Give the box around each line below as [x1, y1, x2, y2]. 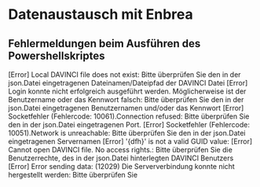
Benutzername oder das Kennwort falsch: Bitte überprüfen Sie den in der [8, 95, 244, 104]
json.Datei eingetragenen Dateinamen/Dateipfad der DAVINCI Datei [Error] [8, 79, 248, 87]
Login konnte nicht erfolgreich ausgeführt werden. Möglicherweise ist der [8, 86, 247, 96]
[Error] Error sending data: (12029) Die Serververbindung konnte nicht [8, 162, 236, 170]
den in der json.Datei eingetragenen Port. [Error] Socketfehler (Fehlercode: [8, 120, 250, 129]
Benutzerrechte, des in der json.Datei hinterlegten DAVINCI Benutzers [8, 153, 234, 163]
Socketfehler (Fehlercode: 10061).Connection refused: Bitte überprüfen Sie [8, 112, 250, 121]
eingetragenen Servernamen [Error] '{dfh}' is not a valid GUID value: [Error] [8, 137, 253, 146]
